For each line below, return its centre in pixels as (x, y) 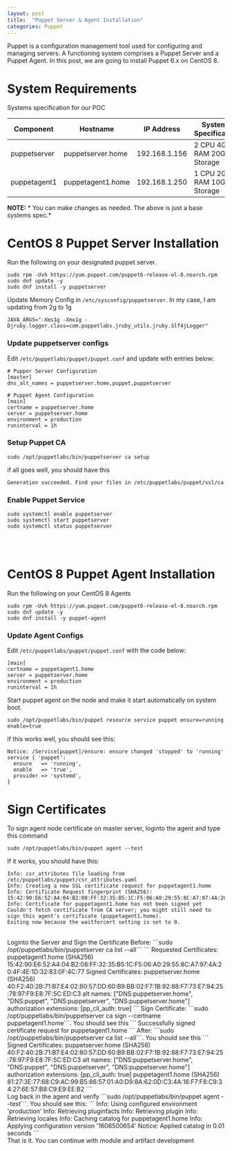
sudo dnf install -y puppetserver (57, 287)
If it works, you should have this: (53, 862)
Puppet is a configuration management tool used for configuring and (105, 46)
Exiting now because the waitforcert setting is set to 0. (94, 922)
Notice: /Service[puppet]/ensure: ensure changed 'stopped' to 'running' (116, 752)
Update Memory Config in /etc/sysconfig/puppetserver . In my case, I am (112, 300)
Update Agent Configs (46, 635)
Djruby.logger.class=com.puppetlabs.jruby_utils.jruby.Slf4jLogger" (108, 326)
